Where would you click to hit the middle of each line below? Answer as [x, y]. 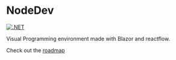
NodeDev [30, 10]
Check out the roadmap [36, 50]
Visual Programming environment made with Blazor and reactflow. [88, 38]
